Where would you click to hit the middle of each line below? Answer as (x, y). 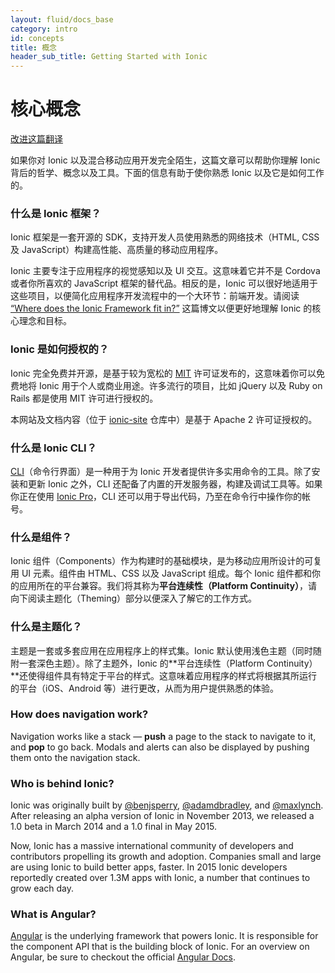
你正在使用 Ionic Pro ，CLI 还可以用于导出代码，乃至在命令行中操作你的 (156, 496)
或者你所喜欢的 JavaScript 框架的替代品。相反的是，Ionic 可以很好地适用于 (164, 283)
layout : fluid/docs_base (62, 19)
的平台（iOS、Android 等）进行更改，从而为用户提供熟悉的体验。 (144, 688)
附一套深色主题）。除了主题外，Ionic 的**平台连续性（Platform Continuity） (164, 663)
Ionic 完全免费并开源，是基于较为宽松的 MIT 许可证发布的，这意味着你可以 (163, 373)
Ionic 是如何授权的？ (60, 349)
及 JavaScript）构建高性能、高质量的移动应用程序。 (117, 250)
